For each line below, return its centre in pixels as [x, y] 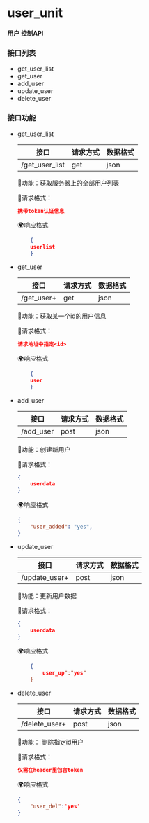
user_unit [35, 13]
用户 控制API [25, 33]
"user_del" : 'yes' [55, 806]
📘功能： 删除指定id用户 [50, 742]
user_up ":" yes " [65, 673]
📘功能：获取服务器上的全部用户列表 [68, 183]
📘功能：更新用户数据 [47, 595]
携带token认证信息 [41, 211]
